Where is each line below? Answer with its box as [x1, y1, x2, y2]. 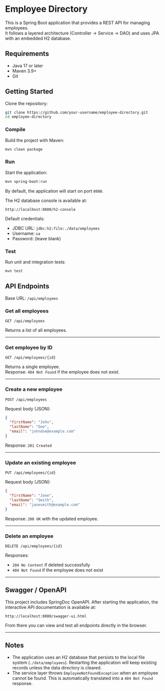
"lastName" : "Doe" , [9, 424, 50, 430]
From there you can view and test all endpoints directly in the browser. [5, 622, 147, 628]
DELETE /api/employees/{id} [5, 544, 63, 548]
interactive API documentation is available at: [5, 604, 96, 610]
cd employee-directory [5, 115, 52, 119]
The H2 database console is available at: [5, 198, 87, 203]
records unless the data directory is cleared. [12, 664, 102, 670]
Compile [5, 126, 26, 133]
